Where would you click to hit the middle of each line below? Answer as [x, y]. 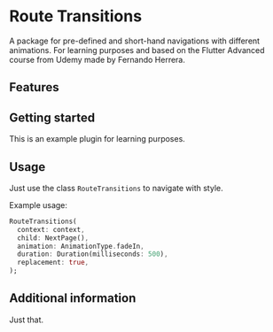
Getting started [52, 117]
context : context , [51, 229]
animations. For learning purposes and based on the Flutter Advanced [137, 50]
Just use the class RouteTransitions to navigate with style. [116, 188]
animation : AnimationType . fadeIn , [81, 246]
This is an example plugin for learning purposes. [97, 139]
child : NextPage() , [53, 238]
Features [34, 87]
